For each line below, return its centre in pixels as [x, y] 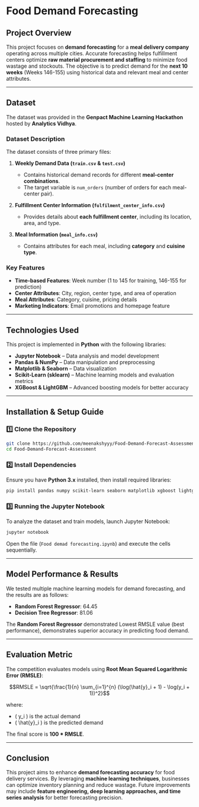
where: [15, 704]
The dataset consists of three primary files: [59, 152]
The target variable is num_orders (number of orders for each [97, 188]
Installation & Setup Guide [55, 412]
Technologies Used [42, 330]
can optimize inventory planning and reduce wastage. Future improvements [98, 785]
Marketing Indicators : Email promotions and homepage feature [92, 306]
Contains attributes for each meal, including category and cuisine [104, 246]
